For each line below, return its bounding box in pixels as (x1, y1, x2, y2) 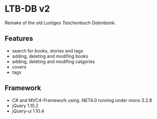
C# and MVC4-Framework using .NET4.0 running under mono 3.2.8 (12, 97, 152, 103)
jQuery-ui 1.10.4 (12, 108, 44, 114)
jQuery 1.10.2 (12, 102, 39, 108)
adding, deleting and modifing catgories (12, 58, 95, 65)
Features (5, 34, 33, 43)
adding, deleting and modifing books (12, 53, 89, 59)
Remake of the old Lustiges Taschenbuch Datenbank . (5, 20, 116, 26)
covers (12, 64, 27, 70)
